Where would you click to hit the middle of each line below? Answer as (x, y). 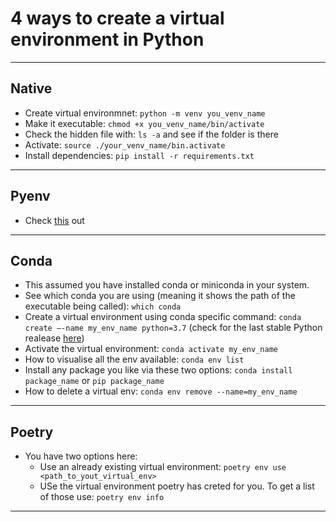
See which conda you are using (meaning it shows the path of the (160, 296)
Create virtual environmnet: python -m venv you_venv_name (145, 113)
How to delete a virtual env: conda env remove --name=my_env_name (161, 391)
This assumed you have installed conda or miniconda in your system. (167, 285)
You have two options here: (81, 456)
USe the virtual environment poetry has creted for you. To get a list (177, 486)
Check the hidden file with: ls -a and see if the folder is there (151, 134)
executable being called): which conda (103, 306)
